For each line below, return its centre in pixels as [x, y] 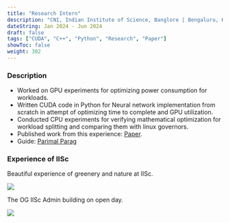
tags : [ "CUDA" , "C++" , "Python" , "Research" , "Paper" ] [87, 39]
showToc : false [29, 45]
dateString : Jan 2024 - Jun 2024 [55, 26]
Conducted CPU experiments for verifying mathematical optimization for [119, 120]
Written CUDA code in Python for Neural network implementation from [116, 105]
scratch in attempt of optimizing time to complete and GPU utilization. [115, 112]
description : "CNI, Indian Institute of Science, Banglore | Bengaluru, [113, 20]
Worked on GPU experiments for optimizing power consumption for [112, 90]
